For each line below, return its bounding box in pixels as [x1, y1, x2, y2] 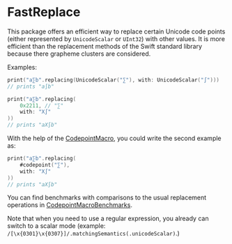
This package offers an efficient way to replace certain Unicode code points [7, 27, 226, 36]
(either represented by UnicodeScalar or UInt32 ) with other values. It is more [7, 34, 225, 43]
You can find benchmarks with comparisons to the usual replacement [7, 193, 207, 202]
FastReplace [7, 4, 81, 20]
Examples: [7, 63, 37, 71]
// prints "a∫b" [7, 83, 54, 90]
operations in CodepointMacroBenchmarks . [7, 201, 132, 209]
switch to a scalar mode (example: [7, 222, 106, 230]
